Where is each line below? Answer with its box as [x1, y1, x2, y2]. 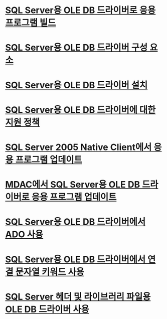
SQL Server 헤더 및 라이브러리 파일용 [5, 291, 151, 302]
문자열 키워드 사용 [15, 266, 84, 277]
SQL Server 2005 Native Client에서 [5, 141, 152, 153]
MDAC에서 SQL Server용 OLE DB [5, 179, 140, 191]
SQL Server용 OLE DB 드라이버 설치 [5, 79, 148, 91]
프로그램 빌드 [5, 17, 56, 29]
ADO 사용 [5, 229, 44, 240]
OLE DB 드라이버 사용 [5, 303, 89, 315]
